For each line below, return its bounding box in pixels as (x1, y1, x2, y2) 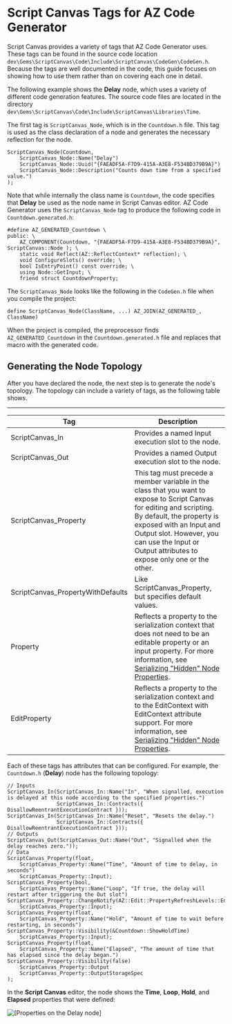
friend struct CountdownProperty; (19, 274, 119, 281)
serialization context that (134, 620, 215, 630)
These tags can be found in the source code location (7, 50, 157, 58)
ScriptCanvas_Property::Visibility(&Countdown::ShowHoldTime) (7, 927, 190, 934)
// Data (7, 848, 30, 855)
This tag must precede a (134, 468, 214, 478)
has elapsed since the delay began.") (7, 951, 119, 958)
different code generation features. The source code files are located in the (7, 92, 222, 101)
